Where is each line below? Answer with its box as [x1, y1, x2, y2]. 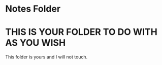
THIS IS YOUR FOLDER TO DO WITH [5, 26, 157, 38]
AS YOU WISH [5, 37, 66, 49]
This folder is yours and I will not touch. [5, 54, 88, 60]
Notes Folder [5, 3, 61, 15]
